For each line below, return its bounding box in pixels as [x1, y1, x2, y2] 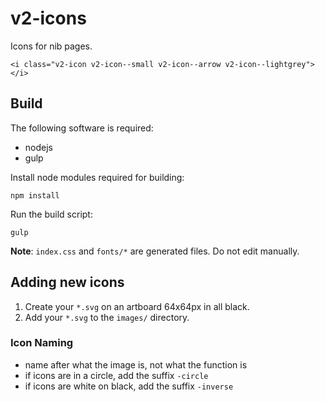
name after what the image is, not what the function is [24, 358, 248, 371]
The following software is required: [10, 122, 154, 134]
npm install [10, 190, 60, 201]
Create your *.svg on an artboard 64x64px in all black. [24, 300, 250, 312]
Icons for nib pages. [10, 40, 93, 52]
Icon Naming [10, 336, 74, 350]
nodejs [24, 141, 53, 153]
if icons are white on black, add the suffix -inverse [24, 380, 234, 392]
